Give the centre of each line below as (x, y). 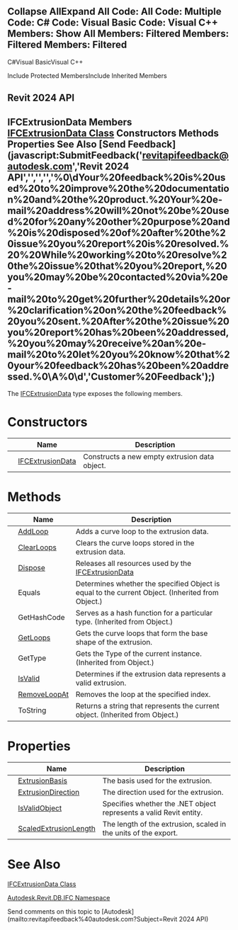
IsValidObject (40, 808)
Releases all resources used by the (134, 563)
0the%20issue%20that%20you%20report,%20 (117, 266)
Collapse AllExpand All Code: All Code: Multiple (114, 12)
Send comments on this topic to (54, 911)
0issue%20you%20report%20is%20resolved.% (118, 244)
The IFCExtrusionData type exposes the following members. (95, 394)
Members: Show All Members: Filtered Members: (118, 34)
